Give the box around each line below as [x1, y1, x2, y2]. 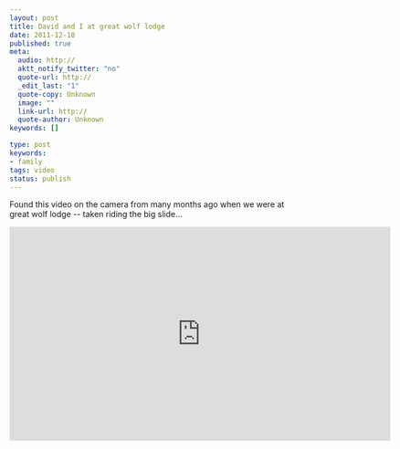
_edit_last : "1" [17, 81, 79, 90]
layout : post [9, 13, 59, 23]
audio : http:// [17, 56, 76, 65]
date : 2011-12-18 [9, 30, 76, 39]
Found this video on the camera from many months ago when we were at [9, 199, 285, 210]
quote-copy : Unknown [17, 89, 96, 99]
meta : [9, 47, 30, 57]
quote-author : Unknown [17, 115, 104, 124]
